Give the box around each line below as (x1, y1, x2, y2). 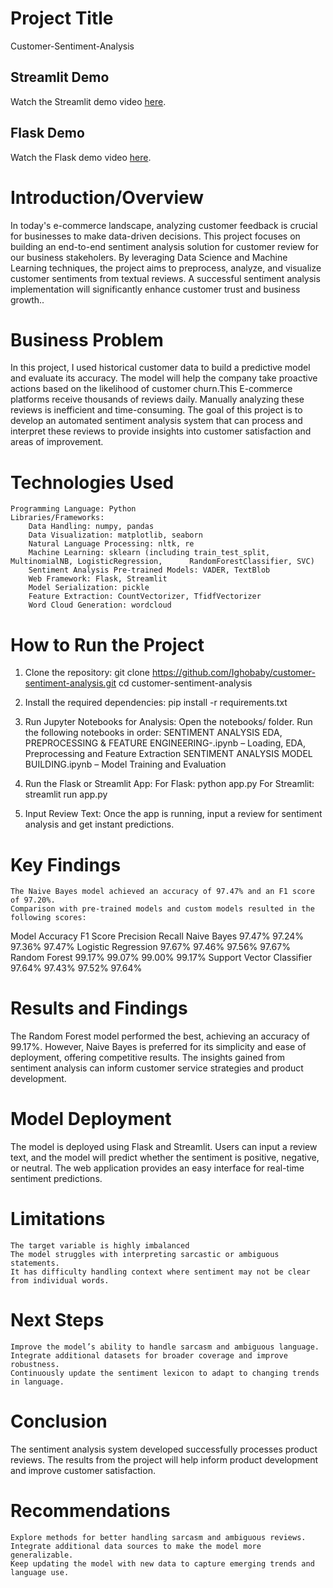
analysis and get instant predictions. (24, 818, 175, 831)
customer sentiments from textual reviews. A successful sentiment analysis (10, 272, 321, 284)
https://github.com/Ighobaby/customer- (151, 667, 316, 679)
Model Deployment (10, 1108, 172, 1131)
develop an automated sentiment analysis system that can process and (10, 415, 303, 427)
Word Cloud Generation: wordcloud (28, 600, 172, 611)
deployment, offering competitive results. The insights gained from (10, 1052, 285, 1064)
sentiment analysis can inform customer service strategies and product (10, 1062, 304, 1074)
